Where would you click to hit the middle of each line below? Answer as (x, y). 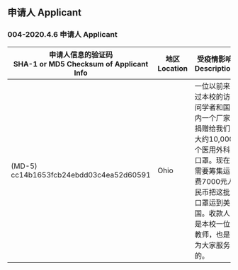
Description (215, 68)
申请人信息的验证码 (81, 54)
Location (173, 68)
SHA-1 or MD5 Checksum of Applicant (81, 64)
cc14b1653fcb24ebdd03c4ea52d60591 (81, 175)
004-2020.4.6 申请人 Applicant (63, 35)
